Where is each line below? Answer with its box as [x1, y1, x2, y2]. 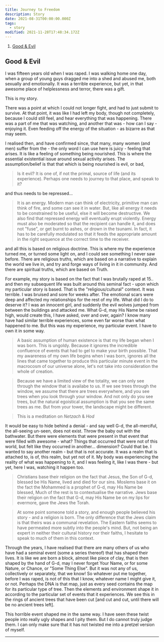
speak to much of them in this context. [17, 535, 95, 541]
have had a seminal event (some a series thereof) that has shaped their [5, 550, 148, 556]
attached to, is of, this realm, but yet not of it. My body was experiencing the [5, 454, 159, 460]
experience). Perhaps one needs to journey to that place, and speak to [17, 175, 159, 181]
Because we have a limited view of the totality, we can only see [17, 378, 144, 384]
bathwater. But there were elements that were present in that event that [5, 433, 148, 439]
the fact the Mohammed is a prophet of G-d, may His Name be [17, 484, 143, 490]
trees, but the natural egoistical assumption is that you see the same [17, 399, 155, 405]
